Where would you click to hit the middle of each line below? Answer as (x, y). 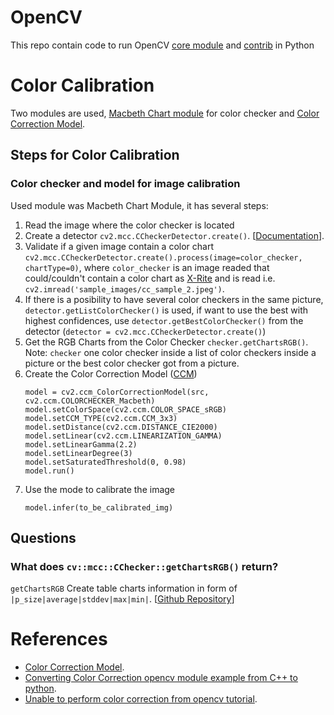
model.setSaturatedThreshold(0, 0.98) (105, 462)
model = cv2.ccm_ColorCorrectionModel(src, (117, 392)
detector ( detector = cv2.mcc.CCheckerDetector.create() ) (145, 331)
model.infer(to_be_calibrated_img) (99, 507)
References (59, 639)
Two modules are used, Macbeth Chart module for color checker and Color (165, 113)
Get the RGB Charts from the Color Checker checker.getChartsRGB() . (166, 342)
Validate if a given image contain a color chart (119, 246)
